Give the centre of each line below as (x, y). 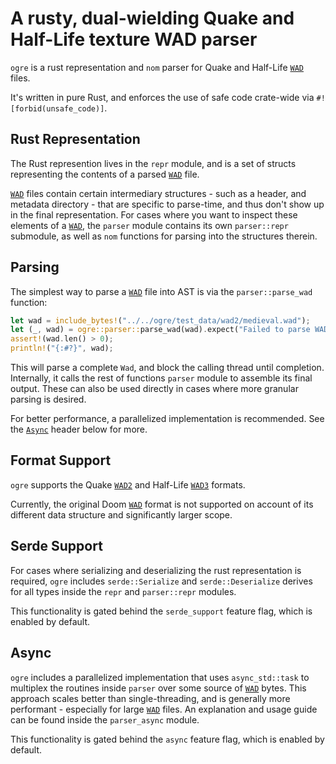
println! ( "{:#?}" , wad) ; (62, 348)
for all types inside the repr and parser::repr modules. (123, 591)
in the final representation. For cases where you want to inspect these (154, 214)
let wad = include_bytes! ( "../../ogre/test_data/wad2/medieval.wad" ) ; (160, 320)
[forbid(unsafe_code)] (57, 108)
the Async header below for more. (79, 429)
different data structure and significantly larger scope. (121, 514)
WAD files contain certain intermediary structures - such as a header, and (158, 193)
